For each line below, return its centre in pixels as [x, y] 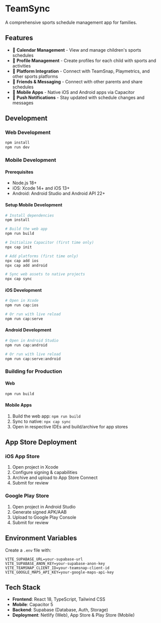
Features [19, 38]
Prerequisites [19, 172]
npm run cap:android [27, 345]
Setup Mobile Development [34, 205]
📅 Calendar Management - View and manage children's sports [77, 50]
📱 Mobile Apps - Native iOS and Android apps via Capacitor [73, 92]
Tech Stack [23, 587]
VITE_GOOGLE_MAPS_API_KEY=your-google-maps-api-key [59, 572]
